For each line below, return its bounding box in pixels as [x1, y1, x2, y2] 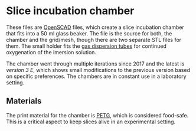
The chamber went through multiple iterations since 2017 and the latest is [6, 60, 185, 67]
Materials [6, 96, 42, 106]
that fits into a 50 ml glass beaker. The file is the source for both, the [6, 30, 172, 37]
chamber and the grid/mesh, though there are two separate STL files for [6, 36, 182, 43]
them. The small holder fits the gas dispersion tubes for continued [6, 42, 166, 50]
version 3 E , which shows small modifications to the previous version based [6, 66, 191, 73]
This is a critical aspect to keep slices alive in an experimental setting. [6, 118, 176, 125]
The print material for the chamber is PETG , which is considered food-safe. [6, 112, 189, 119]
